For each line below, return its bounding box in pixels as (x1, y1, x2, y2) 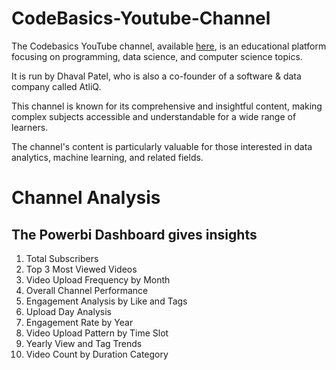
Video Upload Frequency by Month (25, 273, 171, 286)
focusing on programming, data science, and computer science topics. (11, 50, 303, 62)
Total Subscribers (25, 252, 99, 264)
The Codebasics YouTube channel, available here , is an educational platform (11, 40, 327, 52)
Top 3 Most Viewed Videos (25, 263, 138, 275)
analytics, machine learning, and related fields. (11, 151, 204, 163)
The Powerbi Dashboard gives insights (11, 226, 258, 243)
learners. (11, 121, 49, 133)
